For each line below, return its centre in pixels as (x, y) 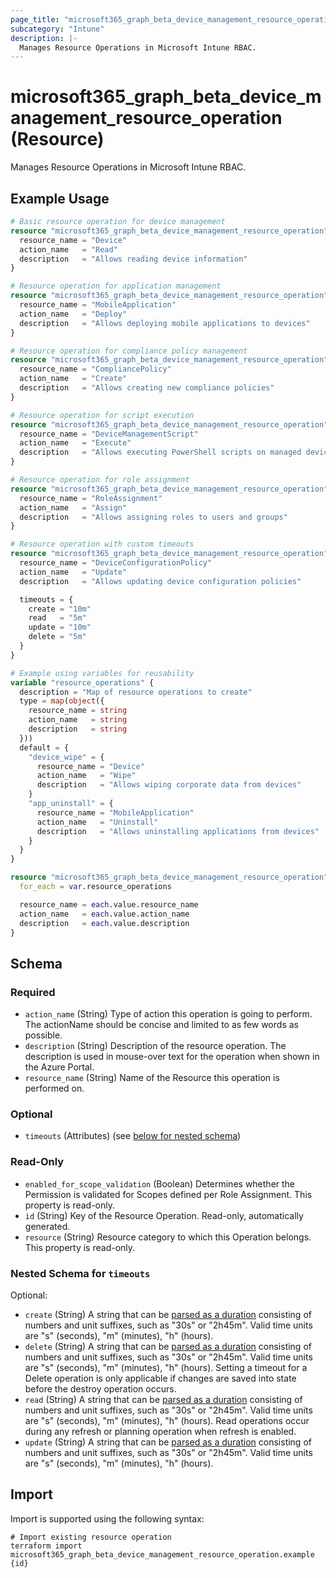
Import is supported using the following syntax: (107, 1518)
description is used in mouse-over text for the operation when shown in (172, 1057)
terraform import (46, 1546)
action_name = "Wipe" (86, 776)
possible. (43, 1035)
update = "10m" (60, 627)
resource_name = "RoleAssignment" (91, 498)
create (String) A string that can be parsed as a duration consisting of (168, 1314)
